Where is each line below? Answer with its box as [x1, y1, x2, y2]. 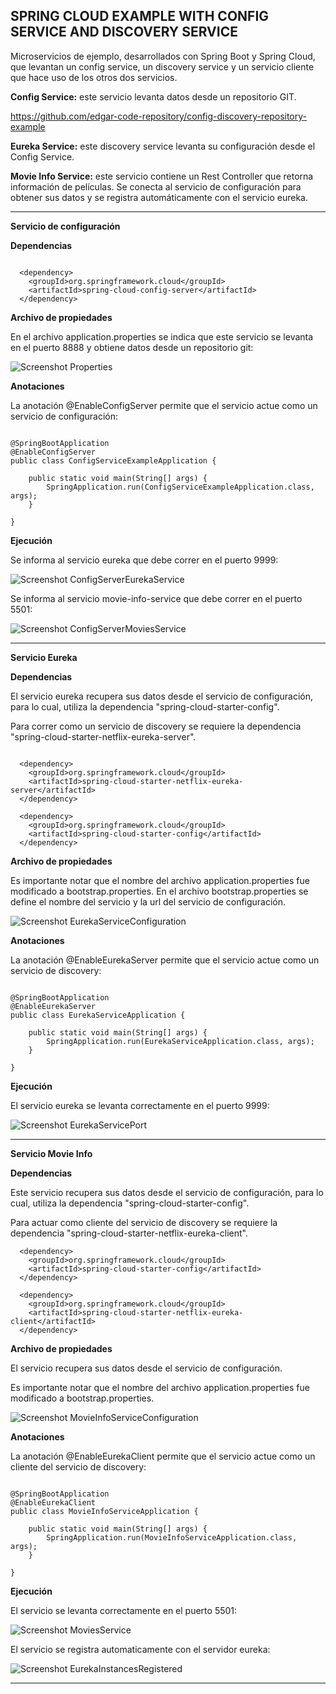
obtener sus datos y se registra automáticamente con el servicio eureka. [10, 191, 308, 203]
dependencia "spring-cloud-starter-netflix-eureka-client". [10, 1227, 248, 1239]
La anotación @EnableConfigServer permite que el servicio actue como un [10, 399, 318, 411]
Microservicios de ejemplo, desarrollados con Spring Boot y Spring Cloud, [10, 50, 316, 62]
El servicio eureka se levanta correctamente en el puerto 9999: [10, 1099, 270, 1111]
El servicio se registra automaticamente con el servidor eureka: [10, 1643, 271, 1655]
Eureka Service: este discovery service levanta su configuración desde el [10, 140, 316, 152]
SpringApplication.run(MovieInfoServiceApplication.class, [46, 1532, 298, 1543]
